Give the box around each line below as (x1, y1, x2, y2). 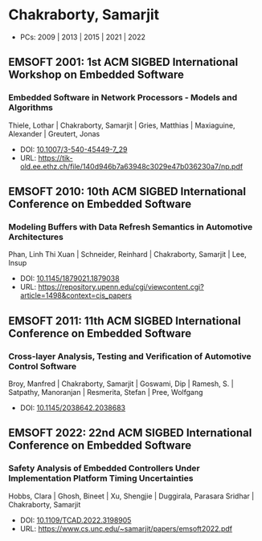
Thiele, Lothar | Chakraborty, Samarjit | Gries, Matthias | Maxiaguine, (8, 120, 235, 130)
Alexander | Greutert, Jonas (8, 128, 100, 138)
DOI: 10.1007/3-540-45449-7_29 (19, 144, 128, 154)
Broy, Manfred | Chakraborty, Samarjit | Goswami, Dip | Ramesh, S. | (8, 379, 235, 388)
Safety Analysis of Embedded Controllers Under (8, 463, 200, 474)
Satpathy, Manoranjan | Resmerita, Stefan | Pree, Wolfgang (8, 388, 203, 397)
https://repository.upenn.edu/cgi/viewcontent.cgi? (38, 283, 205, 292)
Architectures (8, 231, 64, 242)
